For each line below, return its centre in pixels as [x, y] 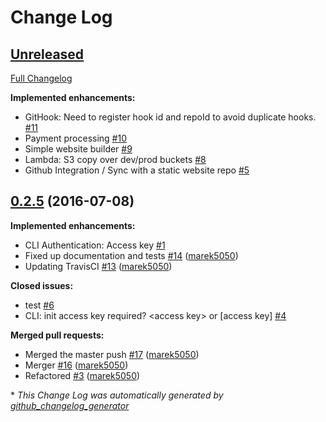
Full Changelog [41, 78]
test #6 [39, 305]
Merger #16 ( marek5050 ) [76, 365]
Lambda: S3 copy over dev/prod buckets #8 [115, 159]
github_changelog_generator [70, 405]
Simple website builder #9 [78, 149]
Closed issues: [42, 285]
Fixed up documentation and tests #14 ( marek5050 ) [131, 255]
